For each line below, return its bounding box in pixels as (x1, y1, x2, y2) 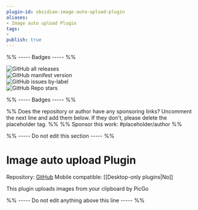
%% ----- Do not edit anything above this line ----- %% (6, 197, 145, 204)
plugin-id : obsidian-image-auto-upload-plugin (6, 8, 125, 15)
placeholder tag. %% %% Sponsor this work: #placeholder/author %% (6, 121, 182, 127)
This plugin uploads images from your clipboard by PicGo (6, 185, 149, 192)
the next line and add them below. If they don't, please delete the (6, 114, 167, 121)
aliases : (6, 14, 28, 21)
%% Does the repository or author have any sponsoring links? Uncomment (6, 108, 192, 115)
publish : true (6, 37, 42, 43)
